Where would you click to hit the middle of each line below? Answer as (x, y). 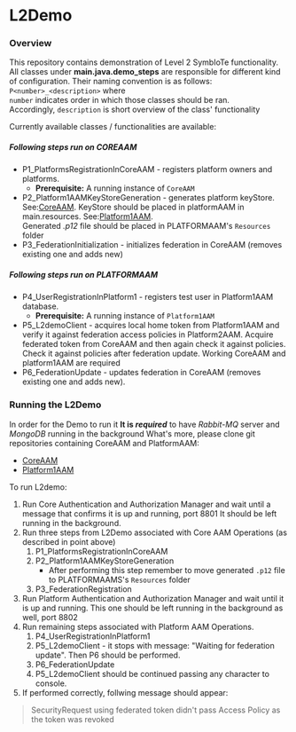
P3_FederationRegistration (84, 589)
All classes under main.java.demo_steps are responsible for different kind (145, 72)
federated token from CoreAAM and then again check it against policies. (154, 344)
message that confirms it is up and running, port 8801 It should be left (149, 513)
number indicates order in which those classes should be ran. (120, 100)
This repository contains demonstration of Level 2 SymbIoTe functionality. (144, 62)
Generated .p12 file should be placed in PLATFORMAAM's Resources (146, 226)
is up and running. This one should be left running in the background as (152, 608)
